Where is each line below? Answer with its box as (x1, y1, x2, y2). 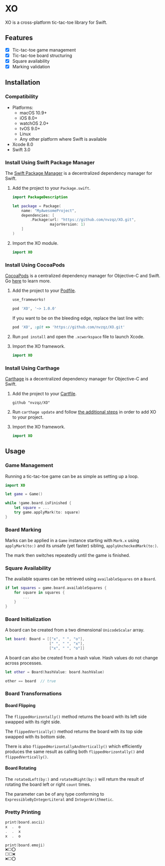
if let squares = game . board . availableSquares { (5, 586, 107, 591)
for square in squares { (14, 590, 65, 595)
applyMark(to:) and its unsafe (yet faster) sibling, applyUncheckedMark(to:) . (5, 543, 159, 549)
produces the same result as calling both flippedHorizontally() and (5, 749, 144, 755)
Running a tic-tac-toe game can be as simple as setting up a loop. (5, 473, 139, 479)
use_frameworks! (12, 297, 46, 302)
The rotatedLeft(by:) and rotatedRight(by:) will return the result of (5, 776, 144, 782)
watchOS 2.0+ (19, 120, 49, 126)
